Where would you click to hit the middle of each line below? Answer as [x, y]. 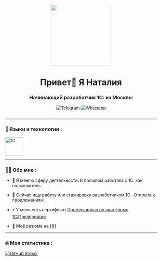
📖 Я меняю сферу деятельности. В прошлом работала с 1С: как [77, 180]
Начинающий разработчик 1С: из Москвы [81, 98]
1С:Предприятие [29, 217]
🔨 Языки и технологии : [34, 129]
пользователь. [27, 186]
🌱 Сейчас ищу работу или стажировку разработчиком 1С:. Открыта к [83, 195]
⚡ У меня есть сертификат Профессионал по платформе [70, 210]
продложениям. [28, 200]
